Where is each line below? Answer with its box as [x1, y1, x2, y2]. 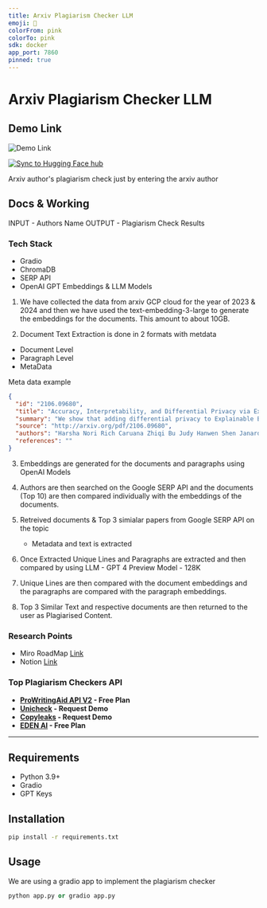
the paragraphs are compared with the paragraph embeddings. [19, 586, 227, 596]
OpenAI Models [19, 467, 72, 476]
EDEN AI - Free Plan [19, 720, 86, 730]
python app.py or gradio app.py [8, 891, 115, 900]
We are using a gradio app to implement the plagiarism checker [8, 876, 216, 886]
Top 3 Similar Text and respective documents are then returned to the [19, 602, 248, 612]
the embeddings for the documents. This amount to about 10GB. [19, 314, 230, 323]
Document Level [19, 344, 74, 354]
